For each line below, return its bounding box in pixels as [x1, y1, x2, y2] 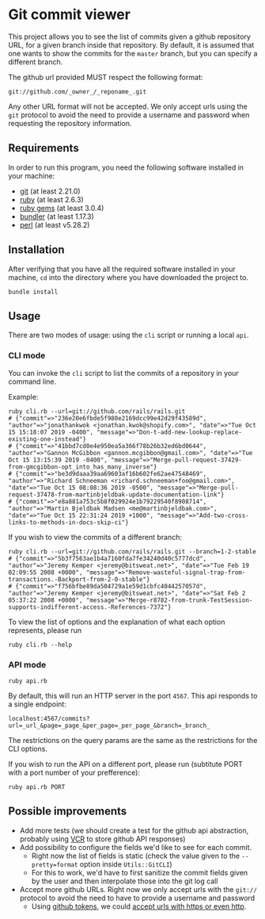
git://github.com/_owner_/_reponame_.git [8, 87, 147, 96]
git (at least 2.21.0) [19, 186, 81, 196]
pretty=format [31, 860, 78, 869]
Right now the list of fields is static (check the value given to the [31, 851, 240, 860]
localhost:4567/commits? [8, 714, 90, 722]
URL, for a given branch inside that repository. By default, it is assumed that [8, 40, 255, 49]
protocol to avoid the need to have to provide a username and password [19, 893, 256, 902]
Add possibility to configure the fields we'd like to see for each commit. [19, 842, 252, 852]
